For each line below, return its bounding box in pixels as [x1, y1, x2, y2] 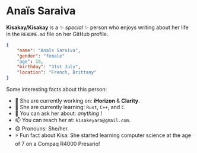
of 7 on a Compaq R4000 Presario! [14, 141, 100, 148]
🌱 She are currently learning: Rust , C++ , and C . [14, 104, 126, 111]
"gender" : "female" [17, 53, 65, 59]
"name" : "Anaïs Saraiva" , [17, 47, 81, 53]
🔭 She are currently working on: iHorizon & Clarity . [14, 97, 141, 104]
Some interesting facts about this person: [6, 86, 107, 93]
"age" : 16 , [17, 58, 44, 65]
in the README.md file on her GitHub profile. [6, 30, 109, 37]
